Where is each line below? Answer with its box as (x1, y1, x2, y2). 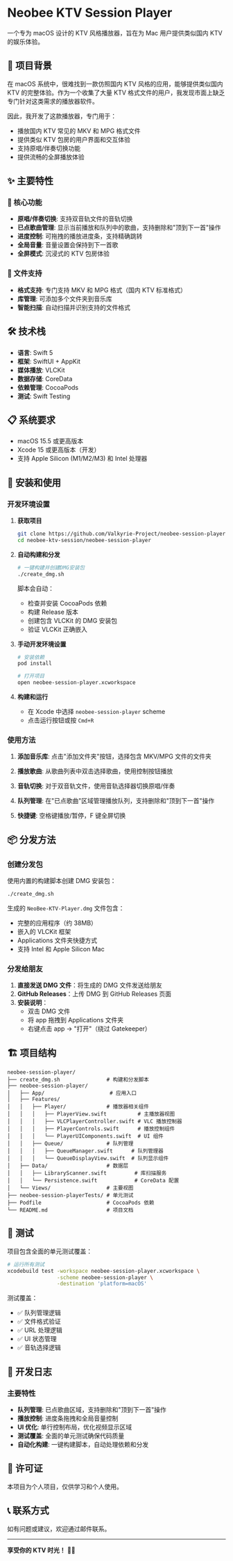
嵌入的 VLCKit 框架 (17, 927, 71, 935)
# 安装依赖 (17, 653, 45, 660)
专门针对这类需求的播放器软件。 (7, 97, 98, 105)
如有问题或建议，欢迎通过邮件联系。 (7, 1524, 111, 1532)
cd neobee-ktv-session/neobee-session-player (17, 537, 151, 544)
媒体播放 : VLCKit (17, 365, 65, 374)
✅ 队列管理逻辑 (17, 1308, 61, 1317)
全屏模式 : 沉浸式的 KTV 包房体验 (17, 249, 110, 258)
